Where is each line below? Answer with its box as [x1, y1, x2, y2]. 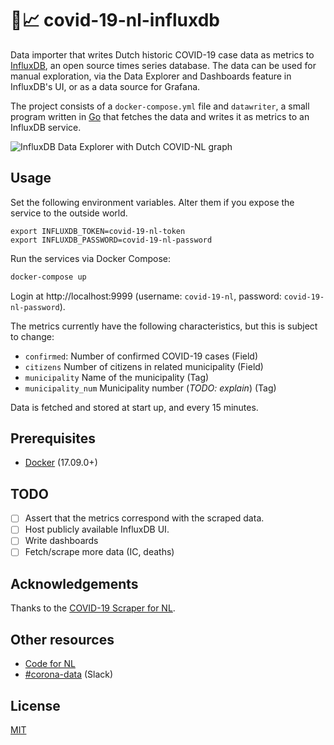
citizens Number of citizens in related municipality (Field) [24, 360, 264, 372]
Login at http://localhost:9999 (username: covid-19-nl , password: [10, 290, 282, 302]
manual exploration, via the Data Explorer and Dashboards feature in [10, 70, 292, 82]
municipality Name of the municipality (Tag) [24, 371, 210, 383]
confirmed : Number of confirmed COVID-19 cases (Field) [24, 350, 259, 362]
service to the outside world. [10, 207, 128, 219]
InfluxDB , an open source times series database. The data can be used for [10, 59, 317, 71]
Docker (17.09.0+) [24, 457, 98, 469]
